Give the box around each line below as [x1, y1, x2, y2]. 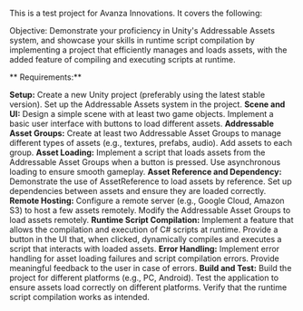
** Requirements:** [9, 72, 82, 83]
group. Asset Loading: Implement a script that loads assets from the [9, 147, 266, 158]
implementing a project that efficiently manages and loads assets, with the [9, 44, 288, 55]
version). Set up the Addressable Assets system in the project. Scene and [9, 99, 286, 110]
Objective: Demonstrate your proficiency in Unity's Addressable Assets [9, 25, 275, 35]
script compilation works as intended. [9, 292, 150, 302]
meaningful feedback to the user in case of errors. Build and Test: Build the [9, 263, 292, 273]
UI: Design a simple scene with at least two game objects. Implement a [9, 109, 274, 119]
